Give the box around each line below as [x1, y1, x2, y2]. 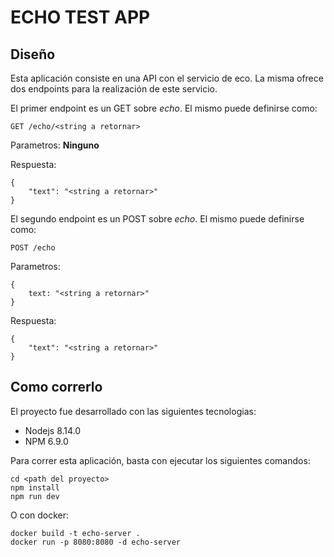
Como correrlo [10, 379, 103, 396]
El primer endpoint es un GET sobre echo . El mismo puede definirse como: [10, 102, 318, 114]
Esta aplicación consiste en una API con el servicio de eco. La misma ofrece [10, 72, 324, 84]
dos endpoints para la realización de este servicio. [10, 83, 218, 95]
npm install [10, 482, 60, 493]
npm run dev [10, 491, 60, 501]
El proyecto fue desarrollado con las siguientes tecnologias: [10, 405, 257, 417]
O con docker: [10, 509, 70, 521]
